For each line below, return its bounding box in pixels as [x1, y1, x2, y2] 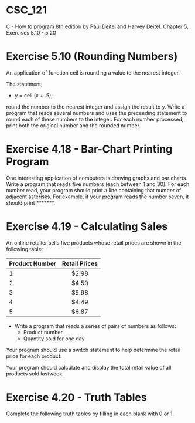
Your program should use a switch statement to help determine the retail [6, 346, 181, 353]
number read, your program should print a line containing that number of [6, 187, 182, 194]
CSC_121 [6, 4, 47, 17]
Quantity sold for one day [23, 335, 85, 342]
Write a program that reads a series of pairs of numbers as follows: [14, 322, 177, 329]
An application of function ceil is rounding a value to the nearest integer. [6, 69, 180, 76]
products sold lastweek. [6, 370, 64, 377]
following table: [6, 245, 43, 252]
